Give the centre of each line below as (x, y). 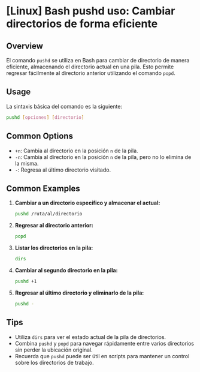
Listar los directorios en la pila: (54, 248)
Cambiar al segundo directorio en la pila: (66, 270)
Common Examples (43, 188)
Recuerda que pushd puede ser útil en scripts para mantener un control (102, 356)
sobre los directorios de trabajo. (54, 362)
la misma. (27, 163)
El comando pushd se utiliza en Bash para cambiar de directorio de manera (98, 60)
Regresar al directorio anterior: (54, 226)
